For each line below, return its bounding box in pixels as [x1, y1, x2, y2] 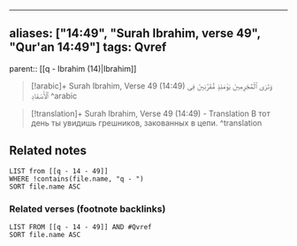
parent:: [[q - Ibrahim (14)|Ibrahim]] [9, 63, 137, 73]
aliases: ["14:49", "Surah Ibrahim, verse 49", [9, 26, 261, 41]
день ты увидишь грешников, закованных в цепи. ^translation [30, 117, 263, 128]
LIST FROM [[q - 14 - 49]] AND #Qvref [9, 222, 152, 231]
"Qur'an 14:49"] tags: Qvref [9, 40, 167, 55]
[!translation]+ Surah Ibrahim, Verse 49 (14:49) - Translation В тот [30, 108, 271, 119]
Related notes [9, 143, 87, 158]
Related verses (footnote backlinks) [9, 203, 166, 215]
